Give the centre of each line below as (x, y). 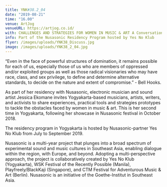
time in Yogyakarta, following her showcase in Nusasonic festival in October (83, 113)
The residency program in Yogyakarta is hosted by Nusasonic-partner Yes (81, 128)
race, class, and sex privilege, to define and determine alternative (72, 77)
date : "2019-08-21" (25, 14)
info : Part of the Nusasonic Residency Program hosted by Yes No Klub (80, 38)
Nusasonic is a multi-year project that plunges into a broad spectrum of (78, 143)
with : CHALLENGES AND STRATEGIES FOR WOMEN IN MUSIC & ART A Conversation (84, 33)
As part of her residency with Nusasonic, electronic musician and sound (79, 92)
